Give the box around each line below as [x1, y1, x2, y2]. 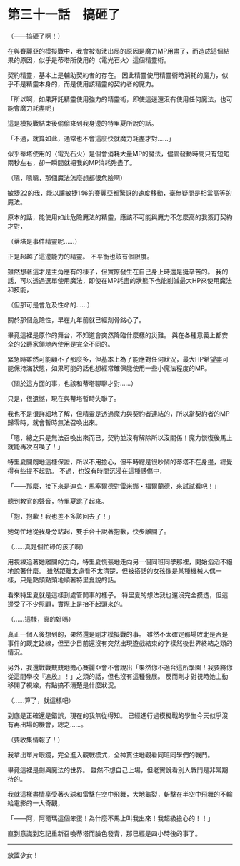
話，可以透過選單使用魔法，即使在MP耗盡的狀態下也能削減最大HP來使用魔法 [7, 276, 232, 284]
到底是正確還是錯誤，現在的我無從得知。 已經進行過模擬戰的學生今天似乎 [7, 711, 222, 720]
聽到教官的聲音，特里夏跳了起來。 [7, 497, 108, 505]
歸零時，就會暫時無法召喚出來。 [7, 418, 101, 427]
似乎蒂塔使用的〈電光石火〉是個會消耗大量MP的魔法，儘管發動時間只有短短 [7, 149, 230, 158]
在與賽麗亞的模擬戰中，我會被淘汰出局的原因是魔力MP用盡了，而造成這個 [7, 46, 224, 55]
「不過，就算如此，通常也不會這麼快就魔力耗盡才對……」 [7, 134, 175, 143]
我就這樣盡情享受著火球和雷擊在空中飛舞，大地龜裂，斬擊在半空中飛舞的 [7, 790, 220, 798]
